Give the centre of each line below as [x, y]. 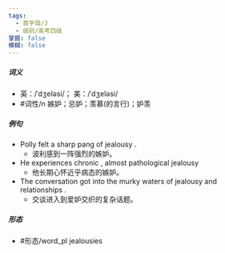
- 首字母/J [32, 23]
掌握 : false [27, 38]
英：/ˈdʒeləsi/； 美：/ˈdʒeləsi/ [69, 94]
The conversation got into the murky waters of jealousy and [119, 182]
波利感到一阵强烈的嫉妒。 [74, 154]
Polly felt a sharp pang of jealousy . [78, 144]
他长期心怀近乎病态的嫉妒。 [78, 172]
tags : [17, 16]
